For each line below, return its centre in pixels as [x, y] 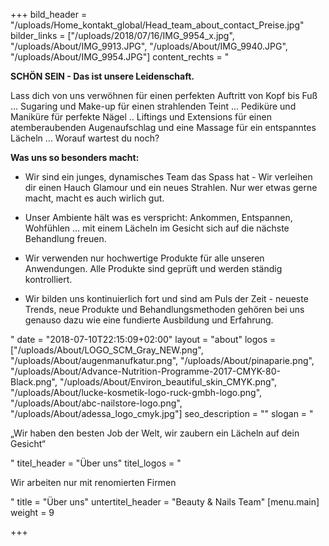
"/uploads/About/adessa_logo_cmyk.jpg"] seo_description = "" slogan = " [162, 413]
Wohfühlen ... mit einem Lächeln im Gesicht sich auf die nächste [157, 228]
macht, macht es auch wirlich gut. [94, 198]
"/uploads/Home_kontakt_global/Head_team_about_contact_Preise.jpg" [157, 25]
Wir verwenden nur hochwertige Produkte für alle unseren [144, 258]
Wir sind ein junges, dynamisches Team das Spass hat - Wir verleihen [168, 177]
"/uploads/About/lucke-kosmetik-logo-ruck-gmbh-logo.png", [136, 392]
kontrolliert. [48, 279]
